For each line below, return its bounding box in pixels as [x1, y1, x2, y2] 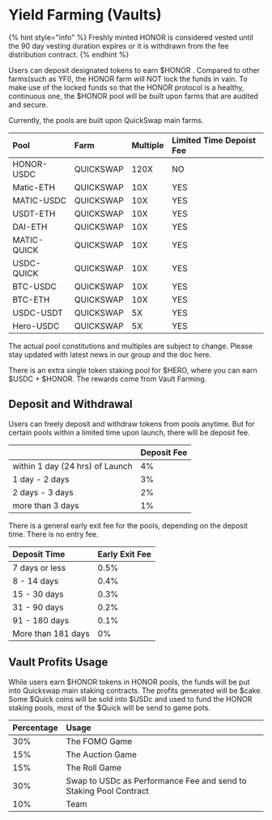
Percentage [12, 722, 58, 733]
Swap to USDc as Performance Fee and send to [66, 775, 247, 786]
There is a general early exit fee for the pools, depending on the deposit [8, 520, 249, 530]
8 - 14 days [12, 575, 59, 586]
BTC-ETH [12, 294, 50, 305]
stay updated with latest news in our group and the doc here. [8, 350, 212, 359]
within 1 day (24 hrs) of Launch [12, 460, 133, 471]
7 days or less [12, 562, 66, 573]
